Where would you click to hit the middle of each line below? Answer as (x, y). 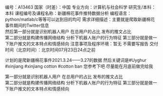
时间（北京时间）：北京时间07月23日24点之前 (51, 50)
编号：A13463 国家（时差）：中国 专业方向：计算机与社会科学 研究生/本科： (81, 7)
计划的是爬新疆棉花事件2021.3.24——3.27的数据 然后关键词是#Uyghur (76, 60)
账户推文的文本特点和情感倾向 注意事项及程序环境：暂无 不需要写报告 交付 (84, 44)
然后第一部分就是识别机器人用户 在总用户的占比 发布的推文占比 (68, 31)
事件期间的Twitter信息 (27, 25)
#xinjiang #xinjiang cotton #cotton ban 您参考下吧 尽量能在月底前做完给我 (79, 66)
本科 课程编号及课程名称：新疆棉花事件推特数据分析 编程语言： (68, 13)
